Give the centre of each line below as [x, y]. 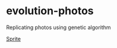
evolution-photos [50, 11]
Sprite [13, 39]
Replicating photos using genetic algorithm [58, 27]
